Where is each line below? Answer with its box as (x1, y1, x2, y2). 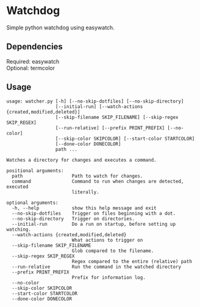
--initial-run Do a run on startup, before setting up (12, 221, 176, 227)
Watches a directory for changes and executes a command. (6, 157, 157, 163)
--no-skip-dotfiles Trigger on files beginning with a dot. (12, 210, 176, 217)
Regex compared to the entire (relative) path (71, 258, 192, 264)
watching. (6, 226, 32, 233)
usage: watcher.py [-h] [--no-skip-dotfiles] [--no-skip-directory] (6, 98, 184, 104)
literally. (71, 189, 99, 195)
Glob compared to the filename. (71, 248, 154, 254)
